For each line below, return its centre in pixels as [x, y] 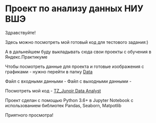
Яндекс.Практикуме [26, 57]
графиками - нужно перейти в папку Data [49, 71]
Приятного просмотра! [29, 115]
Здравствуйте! [20, 32]
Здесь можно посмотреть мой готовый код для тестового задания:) [77, 42]
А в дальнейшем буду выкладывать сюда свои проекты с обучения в [78, 52]
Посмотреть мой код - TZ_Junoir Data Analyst [53, 91]
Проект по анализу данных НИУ [74, 9]
